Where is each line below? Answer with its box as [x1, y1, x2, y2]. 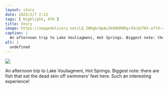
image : [5, 26, 19, 31]
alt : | [5, 40, 19, 45]
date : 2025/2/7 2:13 [5, 12, 48, 17]
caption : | [5, 30, 28, 35]
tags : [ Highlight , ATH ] [5, 16, 59, 21]
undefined [9, 44, 30, 49]
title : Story [5, 21, 32, 26]
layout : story [5, 7, 35, 12]
